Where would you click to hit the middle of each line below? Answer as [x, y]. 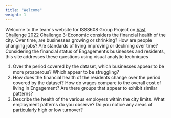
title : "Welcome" [24, 10]
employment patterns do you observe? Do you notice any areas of [82, 104]
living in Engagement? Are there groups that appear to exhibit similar [85, 88]
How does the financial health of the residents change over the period [87, 77]
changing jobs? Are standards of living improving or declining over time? [82, 45]
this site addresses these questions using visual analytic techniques [77, 56]
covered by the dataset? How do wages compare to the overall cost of [87, 83]
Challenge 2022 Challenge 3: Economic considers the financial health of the [86, 35]
